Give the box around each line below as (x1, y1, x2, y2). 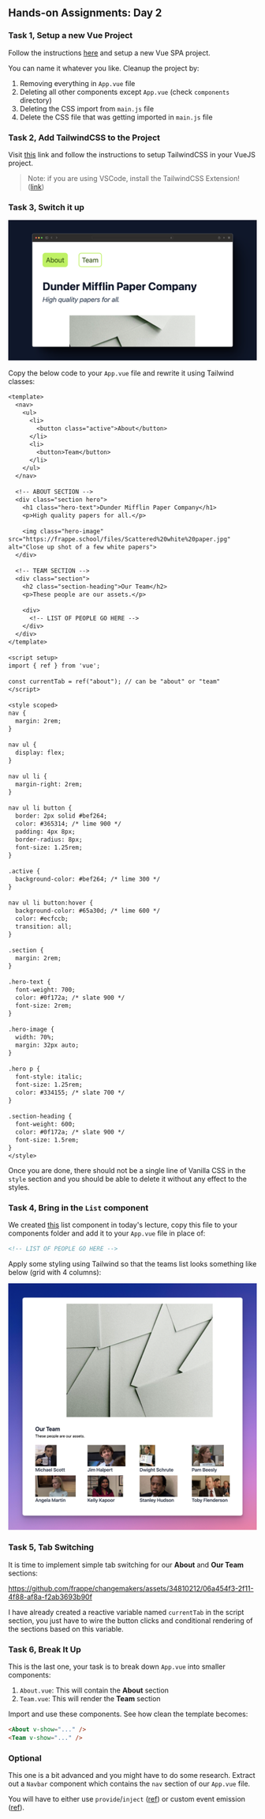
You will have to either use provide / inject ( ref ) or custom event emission (8, 1794, 246, 1804)
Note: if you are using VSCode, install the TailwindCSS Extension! (27, 173, 241, 183)
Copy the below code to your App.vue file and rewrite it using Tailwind (8, 368, 234, 378)
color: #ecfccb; (15, 915, 69, 923)
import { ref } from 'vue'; (8, 662, 101, 670)
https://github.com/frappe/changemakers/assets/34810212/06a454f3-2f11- (8, 1583, 254, 1593)
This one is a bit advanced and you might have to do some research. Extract (8, 1771, 256, 1780)
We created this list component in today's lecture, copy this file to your (8, 1221, 238, 1230)
